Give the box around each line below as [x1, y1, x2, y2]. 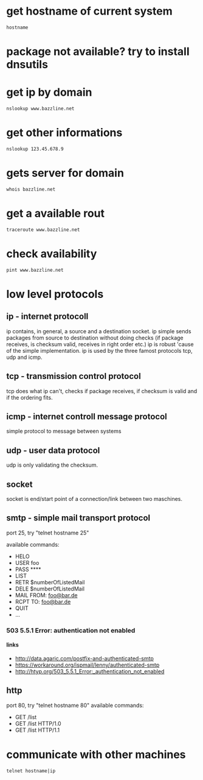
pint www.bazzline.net [6, 267, 64, 273]
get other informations [6, 126, 123, 140]
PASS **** [15, 565, 41, 573]
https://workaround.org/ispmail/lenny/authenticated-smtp [15, 661, 160, 668]
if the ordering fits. [6, 394, 53, 401]
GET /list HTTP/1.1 [15, 726, 60, 734]
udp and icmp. [6, 353, 43, 361]
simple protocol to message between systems [6, 428, 122, 435]
